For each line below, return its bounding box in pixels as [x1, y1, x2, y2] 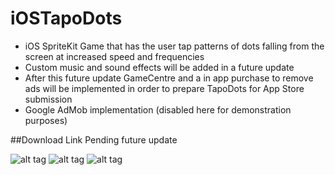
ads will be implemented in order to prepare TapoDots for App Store [24, 82, 305, 94]
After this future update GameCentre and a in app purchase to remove [24, 72, 314, 84]
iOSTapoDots [10, 7, 123, 30]
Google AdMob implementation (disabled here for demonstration [24, 103, 292, 116]
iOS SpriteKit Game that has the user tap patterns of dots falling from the [24, 40, 325, 52]
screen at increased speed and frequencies [24, 50, 205, 62]
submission [24, 93, 73, 105]
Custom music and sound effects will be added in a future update [24, 61, 295, 73]
